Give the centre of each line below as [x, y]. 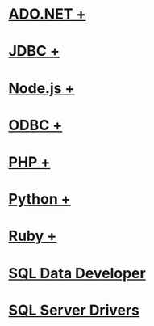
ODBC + [35, 125]
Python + [40, 199]
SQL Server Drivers [74, 310]
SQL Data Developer [77, 273]
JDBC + [34, 51]
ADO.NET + [47, 14]
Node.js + [42, 88]
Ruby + [33, 236]
